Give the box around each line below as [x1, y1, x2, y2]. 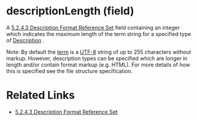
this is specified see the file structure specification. [6, 67, 133, 74]
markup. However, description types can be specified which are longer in [6, 55, 188, 62]
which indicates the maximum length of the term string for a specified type [6, 30, 191, 37]
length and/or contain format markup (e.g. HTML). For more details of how [6, 61, 190, 68]
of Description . [6, 37, 45, 44]
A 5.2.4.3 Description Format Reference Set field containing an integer [6, 24, 180, 31]
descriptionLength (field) [6, 4, 135, 18]
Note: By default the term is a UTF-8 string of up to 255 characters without [6, 48, 192, 55]
